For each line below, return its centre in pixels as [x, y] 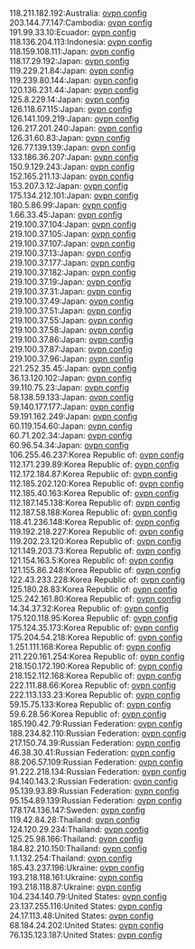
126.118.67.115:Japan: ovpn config [71, 109]
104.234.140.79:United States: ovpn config [88, 897]
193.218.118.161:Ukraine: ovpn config [76, 877]
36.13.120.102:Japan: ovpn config [71, 378]
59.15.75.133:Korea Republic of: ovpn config [90, 705]
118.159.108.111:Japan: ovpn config [72, 52]
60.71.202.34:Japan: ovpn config [71, 436]
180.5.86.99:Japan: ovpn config [68, 205]
